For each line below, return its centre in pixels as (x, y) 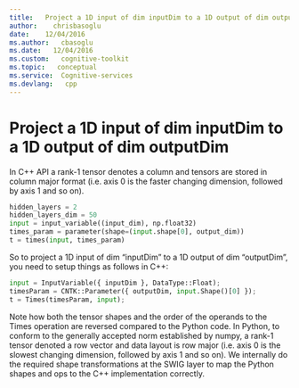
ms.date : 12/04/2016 (51, 51)
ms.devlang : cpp (43, 84)
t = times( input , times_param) (67, 240)
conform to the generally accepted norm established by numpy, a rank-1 (141, 335)
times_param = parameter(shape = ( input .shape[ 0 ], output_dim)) (127, 232)
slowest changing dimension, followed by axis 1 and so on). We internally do (149, 354)
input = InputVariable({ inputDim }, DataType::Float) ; (115, 283)
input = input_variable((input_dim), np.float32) (103, 224)
